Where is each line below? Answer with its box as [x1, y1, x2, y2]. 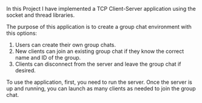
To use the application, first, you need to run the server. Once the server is [6, 78, 192, 86]
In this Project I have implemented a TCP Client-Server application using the [6, 5, 196, 12]
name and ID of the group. [15, 54, 81, 61]
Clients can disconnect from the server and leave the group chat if [15, 60, 181, 67]
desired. [15, 67, 36, 74]
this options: [6, 30, 38, 37]
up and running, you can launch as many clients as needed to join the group [6, 85, 196, 92]
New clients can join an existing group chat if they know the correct [15, 48, 184, 55]
